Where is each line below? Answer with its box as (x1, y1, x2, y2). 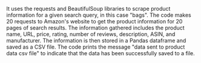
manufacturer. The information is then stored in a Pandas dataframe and (6, 37, 186, 44)
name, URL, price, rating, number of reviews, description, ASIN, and (6, 31, 176, 38)
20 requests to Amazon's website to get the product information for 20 (6, 18, 183, 25)
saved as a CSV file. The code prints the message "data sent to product (6, 43, 185, 50)
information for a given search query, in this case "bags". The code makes (6, 11, 192, 19)
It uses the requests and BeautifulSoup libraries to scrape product (6, 5, 171, 12)
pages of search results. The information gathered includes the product (6, 24, 185, 31)
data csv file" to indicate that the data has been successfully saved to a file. (6, 50, 195, 56)
